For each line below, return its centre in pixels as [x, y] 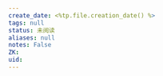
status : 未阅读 [32, 30]
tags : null [26, 23]
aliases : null [32, 38]
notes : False [30, 45]
